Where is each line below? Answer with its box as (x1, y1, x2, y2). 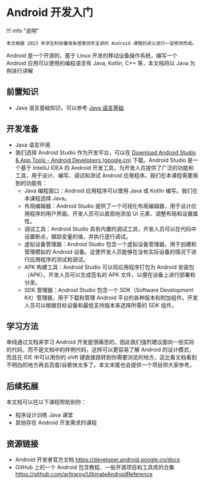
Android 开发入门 (6, 5, 93, 20)
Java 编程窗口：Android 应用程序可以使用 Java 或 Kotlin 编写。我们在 (24, 187, 198, 194)
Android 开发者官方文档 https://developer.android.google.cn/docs (15, 456, 180, 463)
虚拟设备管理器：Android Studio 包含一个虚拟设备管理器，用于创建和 (24, 240, 197, 248)
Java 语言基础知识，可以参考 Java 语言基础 (15, 104, 124, 111)
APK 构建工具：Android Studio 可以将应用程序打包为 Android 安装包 (24, 263, 195, 271)
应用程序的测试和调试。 (29, 255, 89, 263)
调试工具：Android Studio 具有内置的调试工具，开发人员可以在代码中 (24, 225, 197, 232)
